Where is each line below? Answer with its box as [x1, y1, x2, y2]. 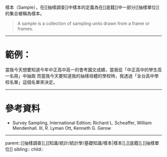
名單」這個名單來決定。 [9, 79, 58, 85]
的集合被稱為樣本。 [5, 10, 45, 16]
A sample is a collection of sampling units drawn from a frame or [17, 20, 150, 26]
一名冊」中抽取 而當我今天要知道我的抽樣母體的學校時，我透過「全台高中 [5, 73, 155, 78]
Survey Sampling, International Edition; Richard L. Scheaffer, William [12, 120, 152, 126]
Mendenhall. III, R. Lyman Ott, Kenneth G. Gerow [12, 125, 111, 131]
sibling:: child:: [14, 146, 44, 152]
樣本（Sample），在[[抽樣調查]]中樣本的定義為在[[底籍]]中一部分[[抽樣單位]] [5, 4, 160, 10]
